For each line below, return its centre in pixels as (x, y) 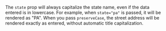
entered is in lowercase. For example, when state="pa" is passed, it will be (83, 12)
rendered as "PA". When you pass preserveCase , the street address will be (82, 18)
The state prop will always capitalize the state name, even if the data (77, 7)
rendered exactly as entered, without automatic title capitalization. (74, 23)
